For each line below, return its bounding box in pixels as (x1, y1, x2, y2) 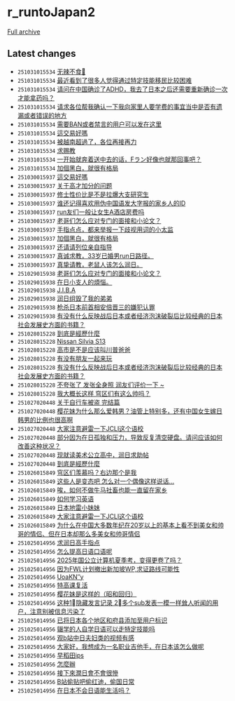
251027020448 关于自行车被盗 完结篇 (17, 398, 120, 406)
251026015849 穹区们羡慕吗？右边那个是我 (17, 468, 137, 476)
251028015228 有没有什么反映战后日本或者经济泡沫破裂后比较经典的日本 (17, 363, 222, 371)
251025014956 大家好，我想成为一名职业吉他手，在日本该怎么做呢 (17, 642, 204, 650)
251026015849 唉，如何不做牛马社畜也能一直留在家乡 (17, 486, 168, 494)
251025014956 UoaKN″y (17, 573, 84, 581)
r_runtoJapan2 (7, 4, 96, 20)
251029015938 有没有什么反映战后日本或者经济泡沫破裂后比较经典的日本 (17, 312, 222, 320)
